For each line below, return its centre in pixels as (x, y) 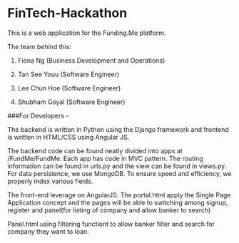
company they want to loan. (48, 231)
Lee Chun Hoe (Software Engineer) (69, 88)
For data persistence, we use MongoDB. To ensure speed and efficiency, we (119, 173)
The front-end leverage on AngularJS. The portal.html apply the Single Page (119, 195)
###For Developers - (38, 115)
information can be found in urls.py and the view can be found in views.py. (117, 166)
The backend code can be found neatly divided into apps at (95, 150)
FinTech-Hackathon (67, 13)
